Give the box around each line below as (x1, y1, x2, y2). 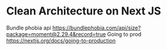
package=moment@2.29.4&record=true (6, 30, 106, 37)
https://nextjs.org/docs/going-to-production (6, 37, 116, 44)
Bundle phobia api (6, 24, 51, 31)
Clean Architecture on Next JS (6, 4, 162, 18)
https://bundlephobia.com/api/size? (52, 24, 141, 31)
